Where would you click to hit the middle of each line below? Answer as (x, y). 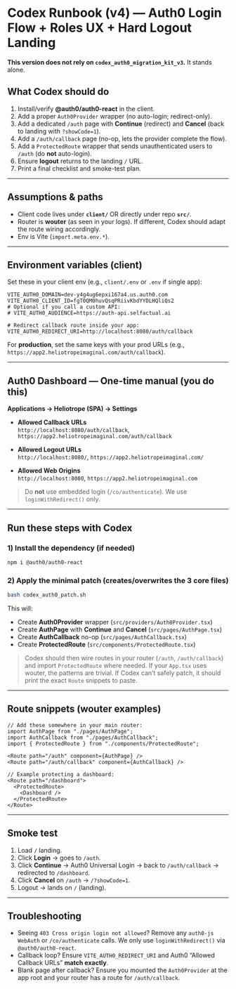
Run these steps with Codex (70, 528)
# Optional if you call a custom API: (64, 307)
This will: (20, 608)
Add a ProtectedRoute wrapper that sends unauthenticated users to (115, 146)
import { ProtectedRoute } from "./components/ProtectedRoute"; (103, 744)
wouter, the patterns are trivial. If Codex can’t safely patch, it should (123, 673)
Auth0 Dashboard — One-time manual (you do (111, 381)
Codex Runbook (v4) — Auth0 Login (115, 13)
